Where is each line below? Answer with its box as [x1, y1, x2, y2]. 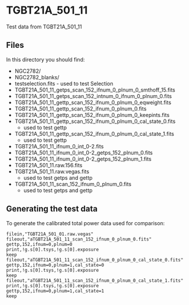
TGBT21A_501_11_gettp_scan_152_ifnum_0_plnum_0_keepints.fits [14, 111, 170, 118]
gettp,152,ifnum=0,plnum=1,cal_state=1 [6, 288, 105, 294]
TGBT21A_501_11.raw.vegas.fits [14, 168, 90, 175]
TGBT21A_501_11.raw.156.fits [14, 161, 83, 168]
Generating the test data [6, 204, 98, 214]
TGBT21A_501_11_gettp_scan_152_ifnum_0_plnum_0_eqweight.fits [14, 99, 171, 106]
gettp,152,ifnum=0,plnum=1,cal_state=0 [6, 262, 105, 268]
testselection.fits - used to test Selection [14, 80, 113, 87]
